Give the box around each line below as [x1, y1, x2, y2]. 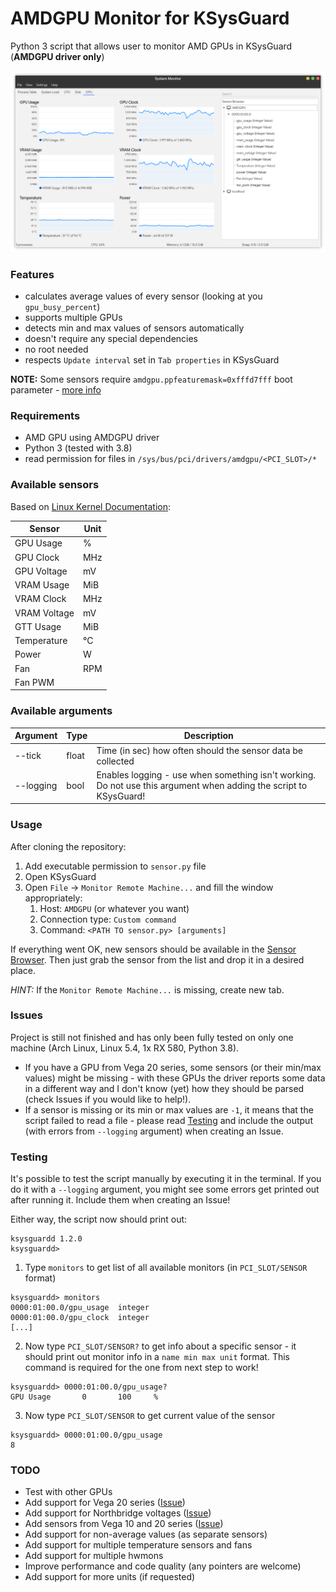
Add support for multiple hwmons [24, 1550, 164, 1562]
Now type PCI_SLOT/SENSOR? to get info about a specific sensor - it [24, 1340, 297, 1352]
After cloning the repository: [10, 840, 127, 852]
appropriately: [24, 892, 83, 904]
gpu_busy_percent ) [24, 301, 101, 313]
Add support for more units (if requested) [24, 1571, 196, 1583]
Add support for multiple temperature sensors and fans [24, 1539, 253, 1551]
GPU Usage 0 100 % [10, 1392, 159, 1402]
